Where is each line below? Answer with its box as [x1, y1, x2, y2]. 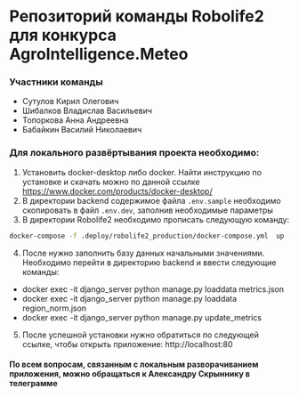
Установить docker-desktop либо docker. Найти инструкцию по [21, 166, 263, 177]
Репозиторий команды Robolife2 [9, 6, 264, 27]
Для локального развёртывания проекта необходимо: [9, 147, 260, 159]
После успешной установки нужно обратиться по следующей [21, 329, 260, 340]
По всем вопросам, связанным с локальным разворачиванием [9, 359, 259, 370]
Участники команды [9, 76, 104, 88]
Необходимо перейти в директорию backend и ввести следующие [21, 256, 277, 268]
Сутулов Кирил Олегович [21, 96, 119, 107]
